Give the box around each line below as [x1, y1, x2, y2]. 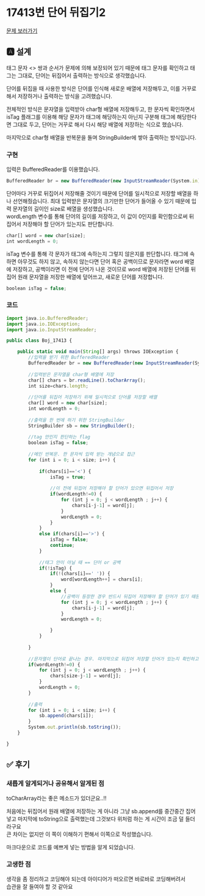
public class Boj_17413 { [6, 337, 72, 344]
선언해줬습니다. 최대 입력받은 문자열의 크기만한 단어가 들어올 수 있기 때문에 [12, 197, 190, 205]
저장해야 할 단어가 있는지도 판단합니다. [22, 220, 114, 227]
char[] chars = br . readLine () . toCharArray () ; [28, 377, 146, 383]
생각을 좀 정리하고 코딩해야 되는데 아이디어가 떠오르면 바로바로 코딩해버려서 [6, 875, 186, 883]
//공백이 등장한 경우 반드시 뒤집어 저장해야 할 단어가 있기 [60, 593, 189, 600]
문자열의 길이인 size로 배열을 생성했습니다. [12, 205, 115, 212]
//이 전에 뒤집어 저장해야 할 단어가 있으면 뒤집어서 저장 [49, 485, 174, 492]
